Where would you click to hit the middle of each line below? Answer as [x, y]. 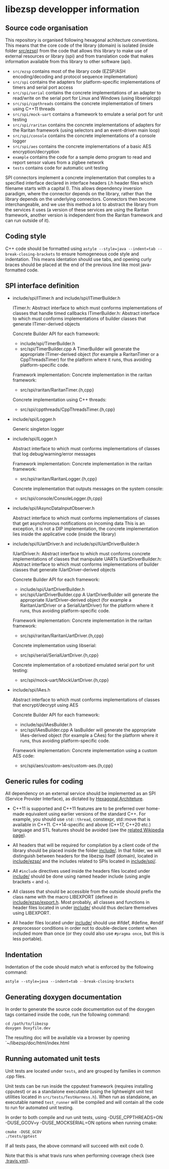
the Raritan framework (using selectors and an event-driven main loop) [86, 130]
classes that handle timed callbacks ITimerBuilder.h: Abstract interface [86, 313]
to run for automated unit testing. [40, 1107]
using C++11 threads [34, 109]
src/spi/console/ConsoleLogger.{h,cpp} [61, 498]
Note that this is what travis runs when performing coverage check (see [80, 1155]
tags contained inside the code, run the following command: [68, 1015]
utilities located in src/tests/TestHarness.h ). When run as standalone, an [81, 1097]
